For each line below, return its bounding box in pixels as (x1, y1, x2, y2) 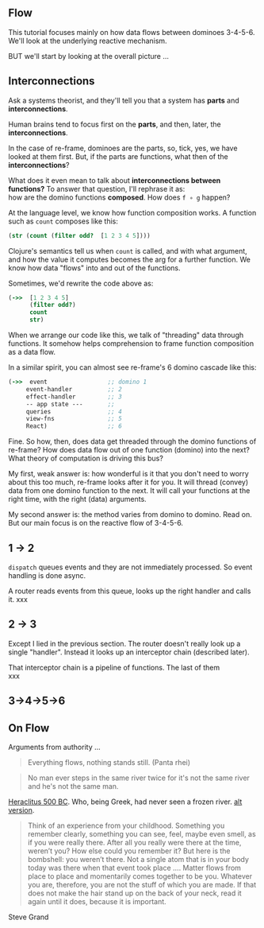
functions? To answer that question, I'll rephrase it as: (8, 184, 186, 193)
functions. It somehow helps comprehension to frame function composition (8, 339, 254, 348)
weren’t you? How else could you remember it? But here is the (27, 846, 231, 856)
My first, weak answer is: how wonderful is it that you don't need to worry (8, 469, 250, 479)
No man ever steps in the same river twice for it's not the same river (27, 773, 250, 782)
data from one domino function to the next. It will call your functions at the (8, 486, 251, 495)
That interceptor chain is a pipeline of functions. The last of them (8, 662, 220, 672)
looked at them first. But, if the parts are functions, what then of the (8, 151, 228, 161)
